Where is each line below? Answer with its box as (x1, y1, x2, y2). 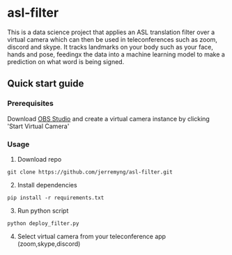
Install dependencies (17, 180, 78, 189)
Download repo (17, 155, 62, 163)
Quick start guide (7, 78, 84, 90)
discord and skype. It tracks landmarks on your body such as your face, (7, 42, 214, 51)
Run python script (17, 206, 69, 215)
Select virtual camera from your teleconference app (17, 232, 166, 240)
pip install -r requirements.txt (7, 194, 105, 201)
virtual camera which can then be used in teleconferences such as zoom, (7, 35, 218, 43)
